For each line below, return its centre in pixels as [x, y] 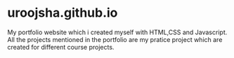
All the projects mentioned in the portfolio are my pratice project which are [115, 39]
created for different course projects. [61, 47]
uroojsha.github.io [63, 13]
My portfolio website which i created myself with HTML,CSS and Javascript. [117, 32]
